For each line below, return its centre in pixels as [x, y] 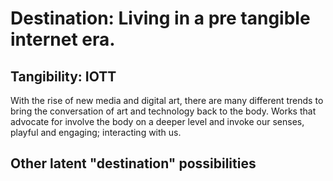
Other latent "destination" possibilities [133, 163]
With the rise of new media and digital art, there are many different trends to [167, 100]
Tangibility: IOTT [63, 76]
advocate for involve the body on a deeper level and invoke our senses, [157, 121]
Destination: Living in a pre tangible [160, 18]
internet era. [63, 39]
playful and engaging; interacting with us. [96, 132]
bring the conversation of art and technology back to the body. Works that [163, 111]
